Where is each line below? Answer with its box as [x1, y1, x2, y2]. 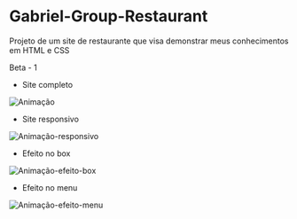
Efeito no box [21, 148, 71, 159]
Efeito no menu [21, 182, 78, 192]
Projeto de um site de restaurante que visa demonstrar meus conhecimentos [9, 35, 289, 46]
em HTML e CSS [9, 44, 70, 55]
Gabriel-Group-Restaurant [9, 6, 208, 27]
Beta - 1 [9, 62, 37, 73]
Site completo [21, 79, 74, 90]
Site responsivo [21, 113, 80, 124]
